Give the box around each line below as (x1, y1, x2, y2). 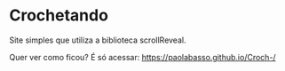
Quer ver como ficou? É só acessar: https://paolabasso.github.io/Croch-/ (9, 51, 277, 62)
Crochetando (9, 5, 109, 26)
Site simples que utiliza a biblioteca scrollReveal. (9, 35, 186, 45)
